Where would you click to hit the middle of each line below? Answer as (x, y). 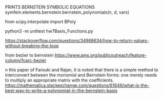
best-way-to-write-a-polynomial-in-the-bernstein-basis (61, 90)
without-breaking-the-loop (32, 46)
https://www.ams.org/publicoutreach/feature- (101, 55)
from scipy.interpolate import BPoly (41, 22)
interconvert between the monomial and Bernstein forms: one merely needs (81, 75)
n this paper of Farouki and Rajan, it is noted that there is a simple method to (82, 70)
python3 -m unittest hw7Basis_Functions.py (49, 31)
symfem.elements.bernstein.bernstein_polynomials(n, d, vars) (67, 12)
